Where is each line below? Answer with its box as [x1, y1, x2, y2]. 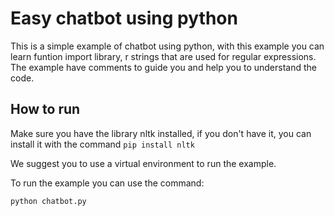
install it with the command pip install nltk [10, 138, 195, 150]
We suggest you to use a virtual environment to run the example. [10, 157, 277, 169]
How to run [10, 101, 81, 118]
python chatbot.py [10, 196, 87, 206]
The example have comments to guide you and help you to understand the [10, 61, 317, 73]
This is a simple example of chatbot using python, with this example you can [10, 40, 325, 52]
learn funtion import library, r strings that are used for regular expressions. [10, 50, 317, 62]
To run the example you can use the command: [10, 177, 205, 189]
